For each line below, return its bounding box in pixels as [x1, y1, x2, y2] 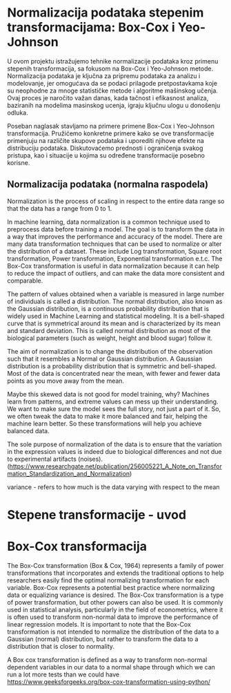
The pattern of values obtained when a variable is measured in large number [7, 289, 225, 298]
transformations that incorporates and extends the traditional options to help [7, 569, 224, 577]
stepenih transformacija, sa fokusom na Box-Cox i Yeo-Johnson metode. [7, 64, 214, 73]
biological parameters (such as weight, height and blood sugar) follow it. [7, 334, 213, 342]
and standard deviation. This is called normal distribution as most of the [7, 326, 211, 334]
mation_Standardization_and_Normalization [7, 469, 130, 477]
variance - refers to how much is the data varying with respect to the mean [7, 482, 220, 491]
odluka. [7, 108, 29, 117]
